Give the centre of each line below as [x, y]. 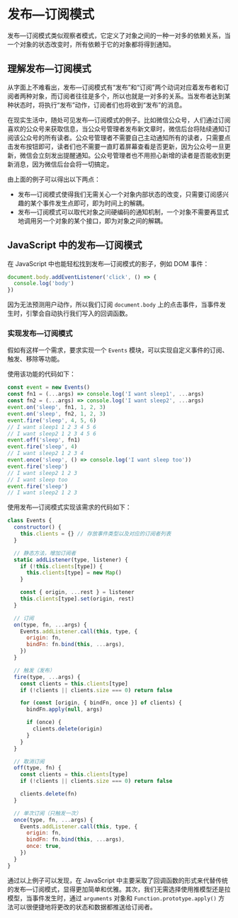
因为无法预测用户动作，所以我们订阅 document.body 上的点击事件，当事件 [113, 304]
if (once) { [44, 723]
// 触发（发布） [34, 670]
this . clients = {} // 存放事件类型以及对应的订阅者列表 [96, 534]
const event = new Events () [49, 388]
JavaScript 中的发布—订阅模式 [75, 245]
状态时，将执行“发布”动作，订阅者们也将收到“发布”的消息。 [100, 105]
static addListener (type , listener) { [71, 560]
